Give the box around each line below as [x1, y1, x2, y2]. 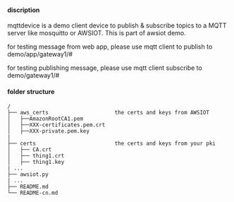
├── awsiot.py [7, 171, 49, 178]
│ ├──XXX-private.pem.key [7, 128, 90, 135]
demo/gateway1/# [7, 71, 60, 80]
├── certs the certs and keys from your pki [7, 140, 216, 148]
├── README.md [7, 184, 49, 191]
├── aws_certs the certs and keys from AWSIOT [7, 109, 210, 117]
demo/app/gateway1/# [7, 50, 73, 59]
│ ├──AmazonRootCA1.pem [7, 115, 83, 123]
